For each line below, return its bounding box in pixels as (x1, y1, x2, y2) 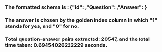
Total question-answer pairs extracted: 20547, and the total (5, 36, 150, 42)
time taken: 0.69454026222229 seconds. (5, 41, 108, 48)
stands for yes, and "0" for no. (5, 23, 79, 29)
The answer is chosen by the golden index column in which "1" (5, 16, 158, 23)
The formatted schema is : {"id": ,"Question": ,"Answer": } (5, 4, 147, 11)
